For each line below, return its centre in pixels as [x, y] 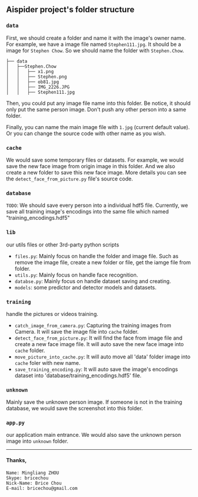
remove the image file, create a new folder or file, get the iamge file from [103, 262]
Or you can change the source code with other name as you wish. [86, 133]
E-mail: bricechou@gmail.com [42, 488]
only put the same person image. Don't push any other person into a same [96, 109]
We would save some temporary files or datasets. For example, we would [95, 160]
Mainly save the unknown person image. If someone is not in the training [94, 402]
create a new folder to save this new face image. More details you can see [96, 172]
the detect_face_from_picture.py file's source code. [70, 179]
